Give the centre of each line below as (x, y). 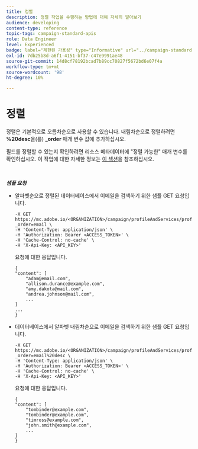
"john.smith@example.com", (59, 425)
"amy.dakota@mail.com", (55, 289)
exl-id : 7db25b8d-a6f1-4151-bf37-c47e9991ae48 (64, 56)
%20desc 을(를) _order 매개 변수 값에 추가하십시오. (66, 139)
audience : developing (33, 23)
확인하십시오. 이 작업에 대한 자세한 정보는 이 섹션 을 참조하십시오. (80, 159)
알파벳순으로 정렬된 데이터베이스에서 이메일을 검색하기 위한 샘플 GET (94, 195)
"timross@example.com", (55, 420)
